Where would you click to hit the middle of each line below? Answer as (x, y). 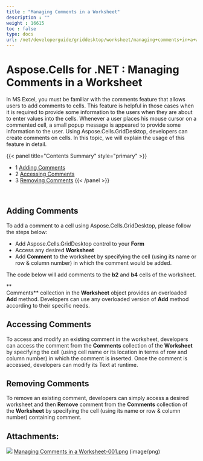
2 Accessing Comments (45, 174)
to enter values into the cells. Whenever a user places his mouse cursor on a (101, 118)
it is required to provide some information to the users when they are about (99, 112)
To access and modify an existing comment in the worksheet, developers (97, 339)
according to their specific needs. (48, 305)
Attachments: (33, 436)
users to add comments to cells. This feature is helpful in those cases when (100, 106)
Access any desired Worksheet (55, 250)
